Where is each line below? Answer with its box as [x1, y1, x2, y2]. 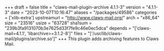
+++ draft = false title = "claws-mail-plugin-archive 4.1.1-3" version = [4, 4, 145, 10]
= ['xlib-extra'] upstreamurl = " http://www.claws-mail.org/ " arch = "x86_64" [4, 15, 160, 20]
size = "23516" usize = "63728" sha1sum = [4, 20, 92, 26]
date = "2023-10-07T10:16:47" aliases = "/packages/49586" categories [10, 9, 157, 15]
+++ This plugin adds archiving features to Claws [58, 36, 159, 42]
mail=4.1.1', [4, 31, 26, 36]
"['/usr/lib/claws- [88, 31, 122, 36]
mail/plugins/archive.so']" [4, 36, 57, 42]
